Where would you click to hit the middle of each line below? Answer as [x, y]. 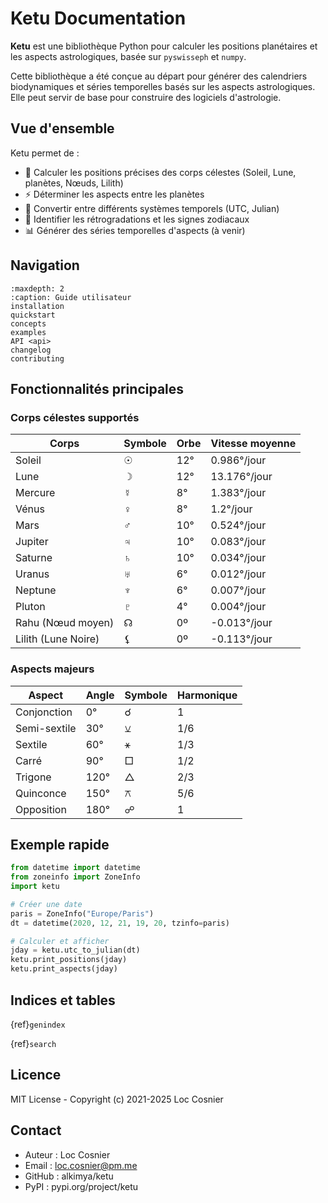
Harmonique [207, 695]
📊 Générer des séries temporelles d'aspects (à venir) [135, 230]
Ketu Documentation [98, 18]
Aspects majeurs [52, 669]
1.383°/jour [238, 493]
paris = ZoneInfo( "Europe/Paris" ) [82, 913]
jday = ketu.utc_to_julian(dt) [75, 950]
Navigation [45, 265]
